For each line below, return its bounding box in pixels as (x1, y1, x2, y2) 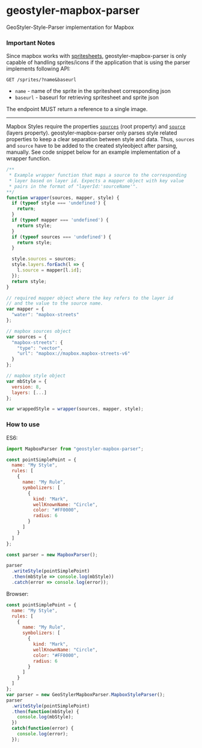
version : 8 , (11, 384, 42, 390)
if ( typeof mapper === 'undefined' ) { (11, 217, 109, 223)
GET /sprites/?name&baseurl (6, 77, 77, 83)
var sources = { (6, 334, 47, 340)
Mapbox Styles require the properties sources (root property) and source (6, 123, 186, 130)
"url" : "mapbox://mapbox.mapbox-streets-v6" (17, 350, 130, 357)
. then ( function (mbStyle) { (11, 708, 79, 715)
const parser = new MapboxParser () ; (6, 551, 98, 558)
